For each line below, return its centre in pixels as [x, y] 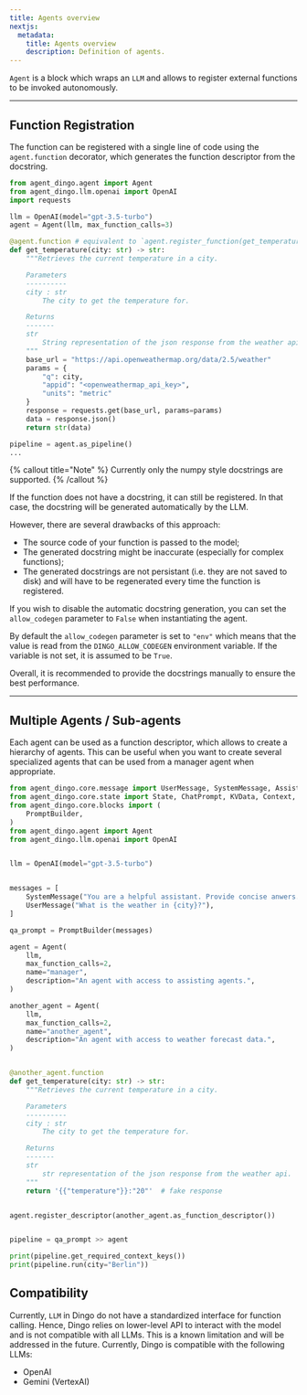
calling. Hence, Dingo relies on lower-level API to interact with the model [145, 1325]
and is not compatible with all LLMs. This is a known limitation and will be [147, 1335]
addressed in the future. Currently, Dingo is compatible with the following [147, 1344]
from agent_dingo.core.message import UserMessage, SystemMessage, [141, 788]
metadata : [36, 35]
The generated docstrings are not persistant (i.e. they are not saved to [155, 571]
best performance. [45, 683]
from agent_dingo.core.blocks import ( [85, 805]
